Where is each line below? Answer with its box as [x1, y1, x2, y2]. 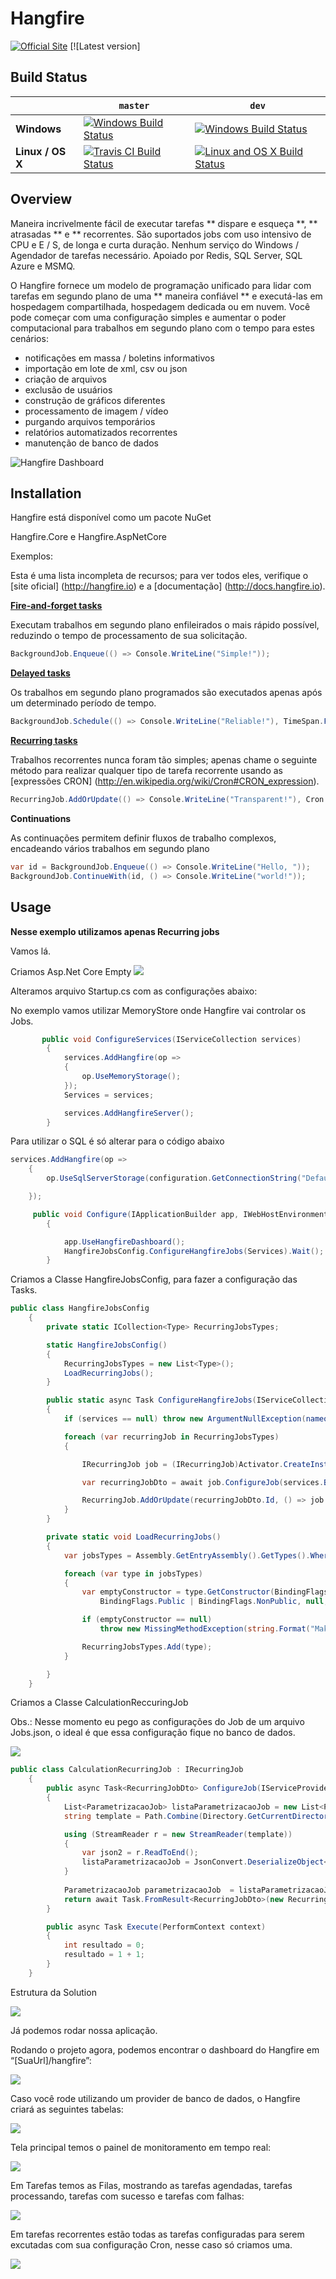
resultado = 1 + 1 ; [63, 1950, 145, 1960]
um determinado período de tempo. [10, 697, 157, 709]
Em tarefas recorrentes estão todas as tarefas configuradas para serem [10, 2228, 305, 2240]
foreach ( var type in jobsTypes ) [63, 1568, 203, 1579]
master [118, 100, 150, 111]
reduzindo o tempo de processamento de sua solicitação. [10, 630, 248, 642]
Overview [10, 191, 73, 208]
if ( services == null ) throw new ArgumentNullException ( [63, 1414, 307, 1424]
